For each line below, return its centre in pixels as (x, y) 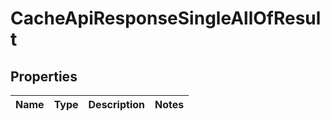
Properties (44, 76)
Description (116, 104)
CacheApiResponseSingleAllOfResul (166, 18)
